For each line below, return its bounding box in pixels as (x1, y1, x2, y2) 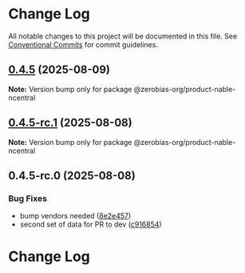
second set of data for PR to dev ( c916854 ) (19, 219, 162, 229)
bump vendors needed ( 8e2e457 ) (19, 211, 132, 221)
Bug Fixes (8, 193, 48, 204)
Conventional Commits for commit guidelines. (8, 39, 158, 49)
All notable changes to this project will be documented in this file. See (8, 31, 238, 41)
